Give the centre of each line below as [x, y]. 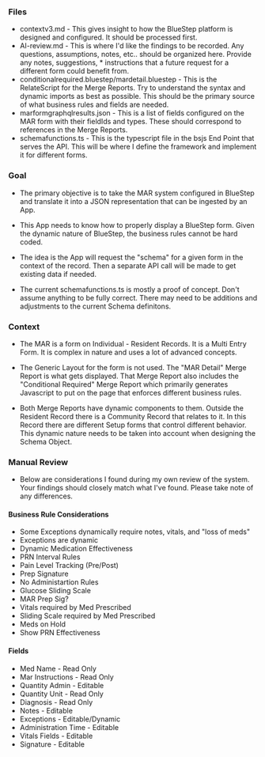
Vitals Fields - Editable [56, 736]
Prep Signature [44, 574]
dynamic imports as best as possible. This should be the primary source [137, 97]
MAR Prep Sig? [44, 599]
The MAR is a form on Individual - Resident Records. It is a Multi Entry [133, 343]
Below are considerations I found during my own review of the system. [134, 479]
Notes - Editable [46, 710]
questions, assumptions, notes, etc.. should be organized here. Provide [135, 55]
